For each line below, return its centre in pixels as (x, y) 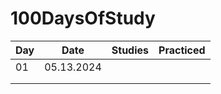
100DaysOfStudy (83, 18)
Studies (130, 50)
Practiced (182, 50)
